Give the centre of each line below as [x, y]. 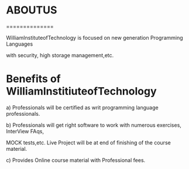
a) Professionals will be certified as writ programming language [83, 107]
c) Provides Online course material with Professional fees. [76, 160]
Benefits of [33, 79]
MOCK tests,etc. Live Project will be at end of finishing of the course [88, 142]
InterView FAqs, [25, 131]
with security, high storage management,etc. [60, 55]
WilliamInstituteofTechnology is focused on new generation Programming [94, 37]
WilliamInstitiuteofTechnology [81, 92]
